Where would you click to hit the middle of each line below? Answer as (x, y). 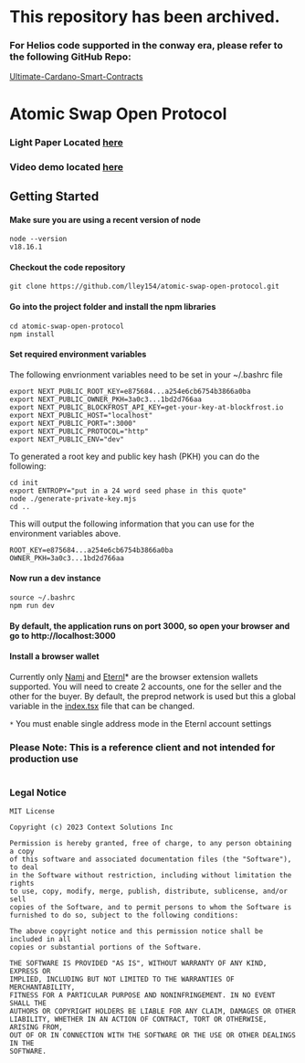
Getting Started (54, 196)
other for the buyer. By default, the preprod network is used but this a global (153, 696)
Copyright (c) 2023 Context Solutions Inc (91, 828)
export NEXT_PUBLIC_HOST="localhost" (81, 415)
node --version (38, 239)
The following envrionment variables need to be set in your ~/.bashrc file (146, 374)
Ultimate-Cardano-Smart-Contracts (76, 77)
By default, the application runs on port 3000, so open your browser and (150, 626)
